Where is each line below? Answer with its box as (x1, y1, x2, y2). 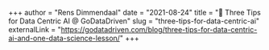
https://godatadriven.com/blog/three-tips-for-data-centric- (60, 25, 258, 34)
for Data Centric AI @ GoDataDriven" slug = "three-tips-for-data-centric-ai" (8, 16, 260, 26)
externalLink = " (8, 25, 62, 34)
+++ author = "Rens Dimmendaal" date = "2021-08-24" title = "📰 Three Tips (8, 8, 262, 17)
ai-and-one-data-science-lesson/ (8, 33, 121, 43)
